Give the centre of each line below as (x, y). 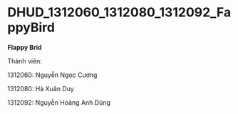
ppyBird (31, 27)
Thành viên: (25, 61)
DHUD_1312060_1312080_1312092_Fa (119, 12)
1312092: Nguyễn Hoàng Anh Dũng (59, 102)
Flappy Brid (25, 47)
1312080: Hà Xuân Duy (41, 88)
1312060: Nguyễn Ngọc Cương (52, 75)
